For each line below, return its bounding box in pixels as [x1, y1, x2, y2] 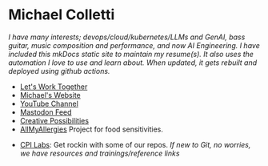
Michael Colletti [8, 6, 115, 24]
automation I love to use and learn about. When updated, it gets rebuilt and [8, 58, 258, 67]
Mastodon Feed [19, 107, 72, 117]
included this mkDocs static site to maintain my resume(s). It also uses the [8, 49, 254, 59]
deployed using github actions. [8, 66, 110, 75]
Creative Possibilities [19, 115, 90, 125]
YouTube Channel [19, 99, 78, 108]
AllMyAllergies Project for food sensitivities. [19, 124, 164, 134]
